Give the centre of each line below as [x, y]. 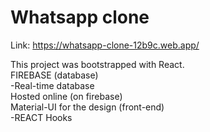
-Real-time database [52, 85]
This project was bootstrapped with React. [97, 64]
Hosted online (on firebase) [66, 96]
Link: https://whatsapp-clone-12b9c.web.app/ [105, 45]
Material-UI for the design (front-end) [87, 107]
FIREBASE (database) [54, 75]
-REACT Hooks [41, 117]
